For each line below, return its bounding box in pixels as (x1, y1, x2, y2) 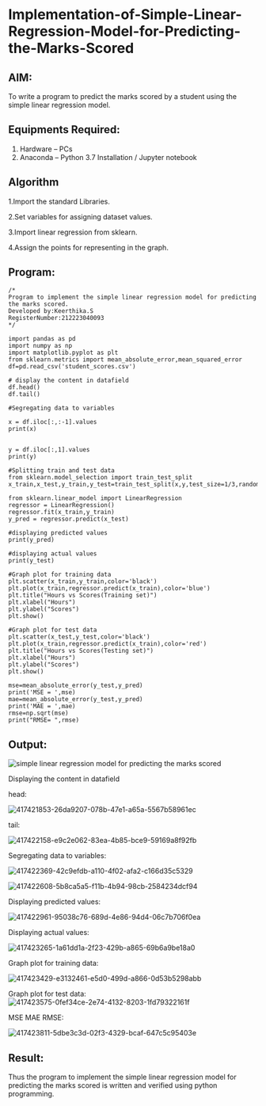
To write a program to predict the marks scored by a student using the (8, 92, 237, 101)
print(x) (8, 425, 37, 433)
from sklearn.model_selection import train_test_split (8, 474, 193, 482)
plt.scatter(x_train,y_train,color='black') (8, 578, 158, 585)
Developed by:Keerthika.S (8, 307, 93, 315)
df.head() (8, 383, 41, 391)
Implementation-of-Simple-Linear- (8, 6, 243, 24)
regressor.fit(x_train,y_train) (8, 509, 115, 517)
